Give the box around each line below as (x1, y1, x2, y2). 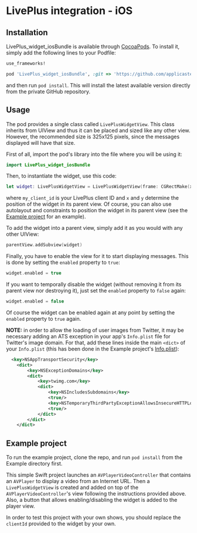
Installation (6, 28, 48, 38)
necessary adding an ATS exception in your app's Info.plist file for (6, 332, 171, 340)
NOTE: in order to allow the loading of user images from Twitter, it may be (6, 327, 184, 334)
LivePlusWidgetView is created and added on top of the (6, 484, 139, 491)
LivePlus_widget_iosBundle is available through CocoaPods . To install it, (6, 43, 180, 50)
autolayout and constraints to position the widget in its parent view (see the (6, 207, 188, 214)
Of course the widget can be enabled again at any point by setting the (6, 309, 175, 316)
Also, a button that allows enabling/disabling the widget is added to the (6, 497, 178, 504)
